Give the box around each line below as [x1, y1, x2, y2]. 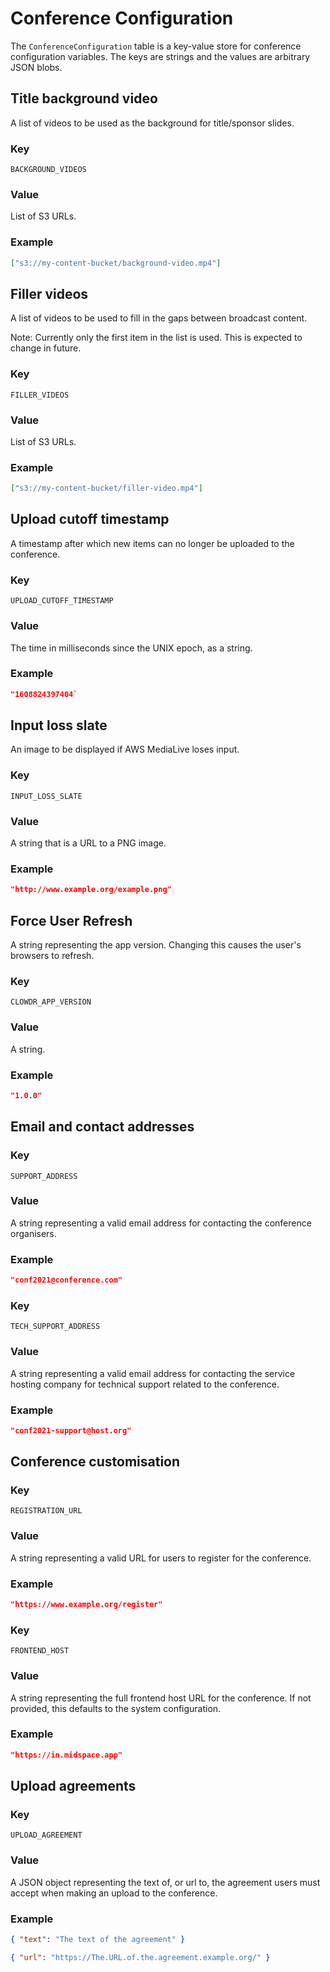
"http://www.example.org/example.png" [10, 885, 172, 895]
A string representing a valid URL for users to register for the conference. [10, 1552, 312, 1564]
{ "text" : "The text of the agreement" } [10, 1934, 186, 1944]
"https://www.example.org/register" [10, 1600, 163, 1610]
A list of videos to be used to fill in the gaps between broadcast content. [10, 312, 308, 324]
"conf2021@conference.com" [10, 1275, 123, 1286]
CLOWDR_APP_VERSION [10, 997, 92, 1007]
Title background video [10, 90, 158, 107]
